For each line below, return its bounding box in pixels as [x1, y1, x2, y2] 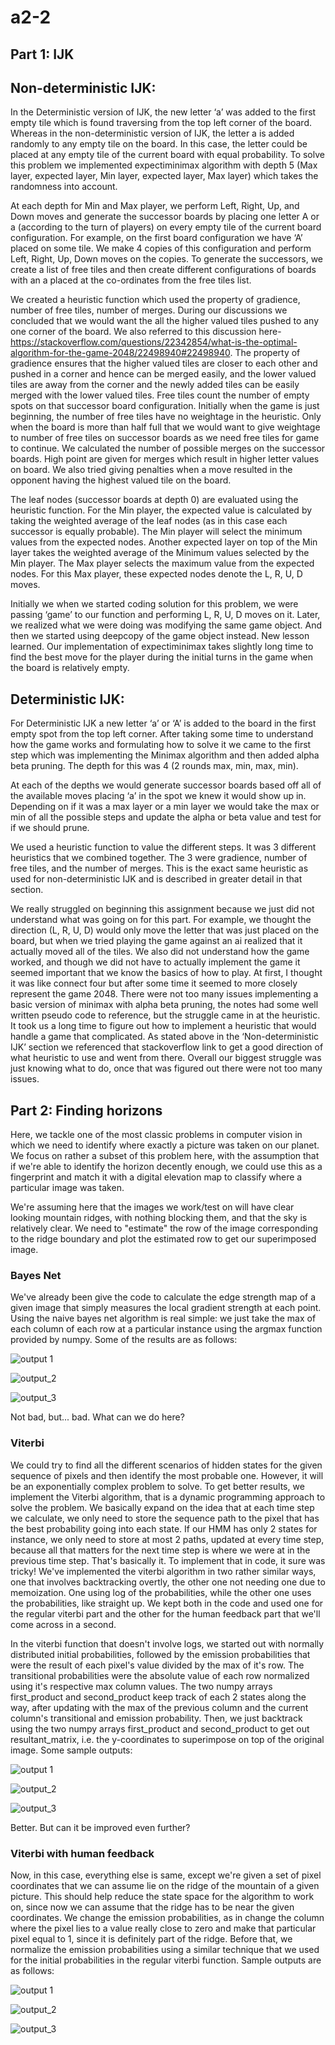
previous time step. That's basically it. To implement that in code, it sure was [10, 1554, 326, 1566]
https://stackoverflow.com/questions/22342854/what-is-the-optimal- [10, 336, 298, 348]
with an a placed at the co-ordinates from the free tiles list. [10, 274, 252, 286]
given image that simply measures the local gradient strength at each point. [10, 1302, 322, 1314]
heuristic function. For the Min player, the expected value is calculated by [10, 504, 313, 516]
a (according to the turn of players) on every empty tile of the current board [10, 221, 322, 233]
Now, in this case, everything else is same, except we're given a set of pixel [10, 1869, 322, 1881]
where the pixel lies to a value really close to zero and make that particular [10, 1922, 317, 1934]
